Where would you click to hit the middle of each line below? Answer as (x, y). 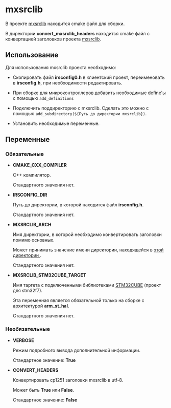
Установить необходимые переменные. (56, 123)
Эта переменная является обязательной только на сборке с (78, 300)
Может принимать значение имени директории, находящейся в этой (88, 250)
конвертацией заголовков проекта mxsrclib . (53, 39)
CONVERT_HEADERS (35, 370)
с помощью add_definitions (43, 98)
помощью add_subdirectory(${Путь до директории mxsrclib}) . (80, 113)
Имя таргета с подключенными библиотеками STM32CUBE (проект (87, 285)
